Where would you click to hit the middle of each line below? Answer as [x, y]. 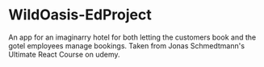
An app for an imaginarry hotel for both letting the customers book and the [132, 37]
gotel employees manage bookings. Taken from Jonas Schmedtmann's [126, 45]
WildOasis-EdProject [80, 15]
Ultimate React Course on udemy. [64, 54]
